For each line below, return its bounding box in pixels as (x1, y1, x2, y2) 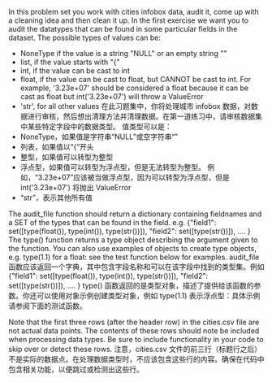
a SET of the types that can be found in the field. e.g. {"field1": (8, 218, 217, 227)
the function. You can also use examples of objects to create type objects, (8, 244, 257, 253)
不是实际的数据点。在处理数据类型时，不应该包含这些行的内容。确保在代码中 (8, 354, 265, 364)
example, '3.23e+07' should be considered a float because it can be (19, 83, 249, 93)
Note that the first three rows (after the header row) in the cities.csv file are (8, 317, 260, 327)
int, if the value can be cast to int (19, 66, 130, 76)
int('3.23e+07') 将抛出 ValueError (19, 183, 132, 192)
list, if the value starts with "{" (19, 57, 120, 67)
